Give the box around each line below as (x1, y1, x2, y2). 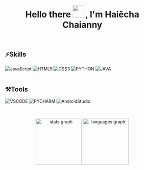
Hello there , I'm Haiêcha (25, 9, 140, 20)
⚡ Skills (5, 50, 26, 59)
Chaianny (62, 20, 102, 30)
